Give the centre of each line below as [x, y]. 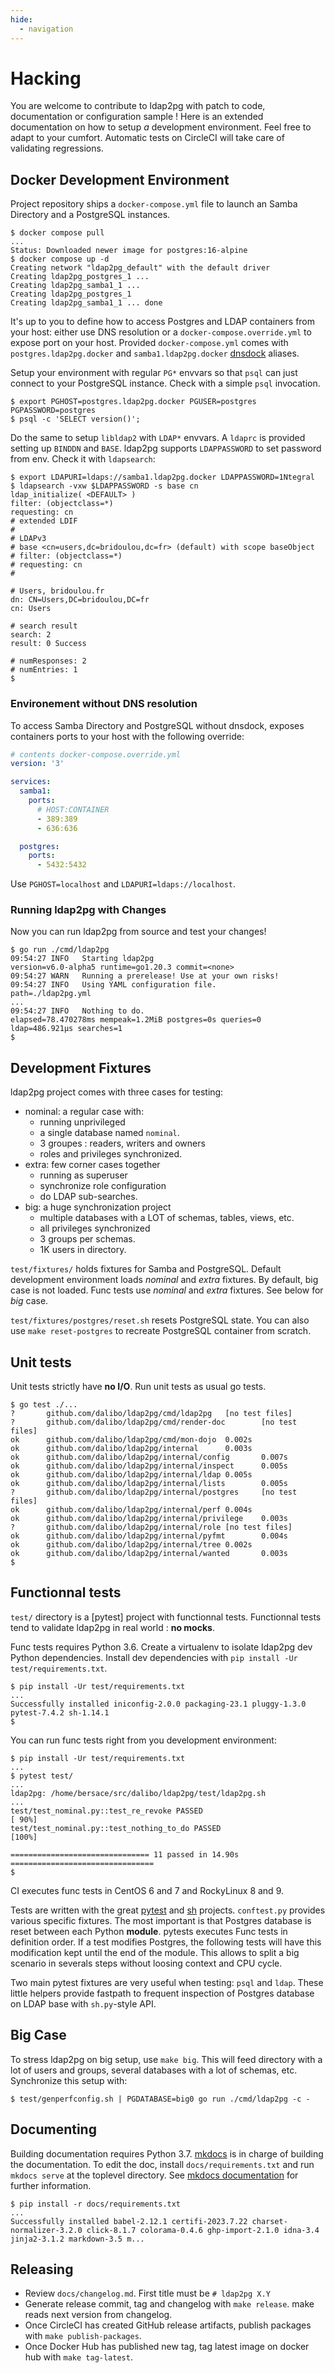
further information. [51, 2185]
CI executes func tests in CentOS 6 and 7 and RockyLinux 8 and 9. [147, 1890]
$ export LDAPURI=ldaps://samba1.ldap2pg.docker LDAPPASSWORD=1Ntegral [162, 477]
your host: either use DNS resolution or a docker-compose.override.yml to [161, 332]
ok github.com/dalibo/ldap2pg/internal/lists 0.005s [149, 1484]
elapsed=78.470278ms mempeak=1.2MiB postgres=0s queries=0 [136, 1020]
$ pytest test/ [42, 1776]
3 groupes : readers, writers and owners [122, 1143]
